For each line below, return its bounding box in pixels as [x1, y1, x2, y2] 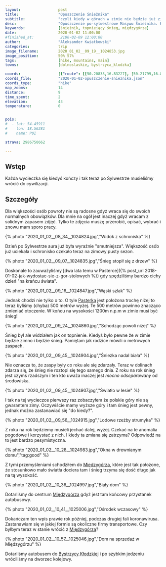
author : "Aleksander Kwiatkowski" [5, 40, 112, 45]
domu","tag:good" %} [5, 452, 49, 458]
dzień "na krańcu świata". [5, 278, 57, 284]
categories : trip [5, 44, 68, 49]
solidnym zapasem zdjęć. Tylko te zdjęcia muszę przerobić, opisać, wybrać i [5, 219, 161, 225]
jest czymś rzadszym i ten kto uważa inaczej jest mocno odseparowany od [5, 372, 158, 379]
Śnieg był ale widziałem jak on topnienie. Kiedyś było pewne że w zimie [5, 332, 151, 338]
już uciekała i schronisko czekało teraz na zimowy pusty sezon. [5, 249, 134, 255]
